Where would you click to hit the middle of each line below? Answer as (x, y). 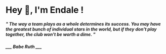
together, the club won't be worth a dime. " (51, 34)
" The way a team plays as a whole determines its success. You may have (83, 24)
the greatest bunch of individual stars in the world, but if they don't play (81, 29)
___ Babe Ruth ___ (24, 47)
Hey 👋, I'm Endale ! (45, 10)
